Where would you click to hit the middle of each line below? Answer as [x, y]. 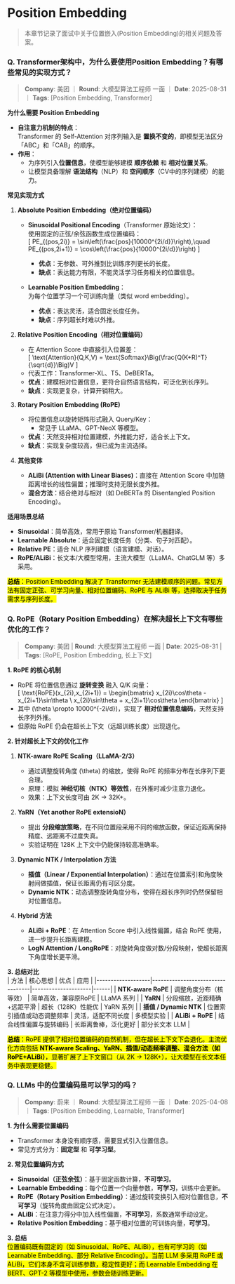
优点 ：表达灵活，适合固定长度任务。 [91, 311]
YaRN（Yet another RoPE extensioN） [73, 812]
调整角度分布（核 [199, 989]
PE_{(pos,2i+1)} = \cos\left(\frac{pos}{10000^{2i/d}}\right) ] [114, 249]
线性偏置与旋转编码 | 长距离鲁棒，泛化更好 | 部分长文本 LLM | [102, 1024]
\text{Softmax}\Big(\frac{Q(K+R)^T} [156, 357]
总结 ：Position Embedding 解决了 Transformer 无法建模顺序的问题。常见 [112, 582]
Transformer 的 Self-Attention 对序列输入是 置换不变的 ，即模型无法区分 [120, 136]
